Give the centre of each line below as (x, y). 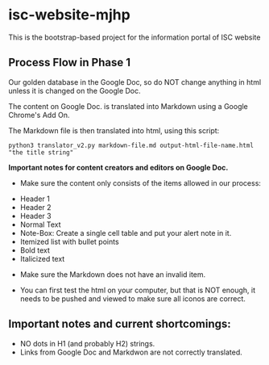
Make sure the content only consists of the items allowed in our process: (141, 182)
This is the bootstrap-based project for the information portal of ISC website (134, 37)
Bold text (35, 250)
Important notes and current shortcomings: (120, 324)
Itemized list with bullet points (69, 241)
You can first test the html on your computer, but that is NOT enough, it (138, 290)
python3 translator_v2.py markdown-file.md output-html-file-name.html (131, 145)
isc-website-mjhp (69, 15)
